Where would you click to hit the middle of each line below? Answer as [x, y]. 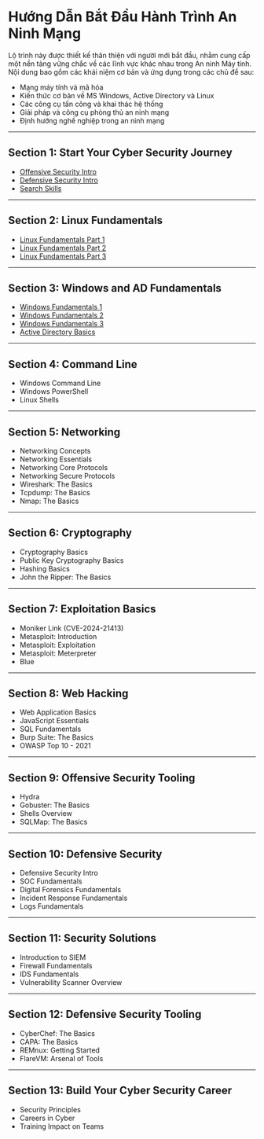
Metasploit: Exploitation [57, 645]
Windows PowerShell [54, 391]
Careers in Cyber [47, 1118]
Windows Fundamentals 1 [61, 307]
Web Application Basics [58, 712]
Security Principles [50, 1109]
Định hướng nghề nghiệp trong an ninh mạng [92, 120]
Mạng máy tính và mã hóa [61, 87]
